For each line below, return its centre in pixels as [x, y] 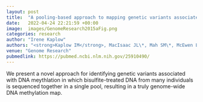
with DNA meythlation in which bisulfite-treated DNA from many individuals [100, 80]
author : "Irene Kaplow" [36, 40]
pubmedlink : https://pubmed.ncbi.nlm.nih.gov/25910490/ [78, 56]
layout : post [23, 12]
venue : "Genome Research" [39, 51]
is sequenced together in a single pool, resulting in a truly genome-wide [96, 86]
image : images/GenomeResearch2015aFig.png [62, 28]
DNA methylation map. [34, 92]
